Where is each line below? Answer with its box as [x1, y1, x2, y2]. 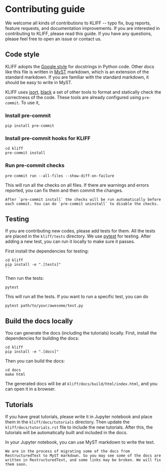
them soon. [5, 462, 28, 467]
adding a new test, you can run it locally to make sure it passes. [5, 238, 135, 244]
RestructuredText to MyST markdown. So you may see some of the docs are [5, 453, 162, 459]
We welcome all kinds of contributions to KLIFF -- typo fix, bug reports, [5, 20, 151, 26]
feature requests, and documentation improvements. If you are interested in [5, 25, 160, 31]
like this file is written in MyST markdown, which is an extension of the [5, 69, 149, 75]
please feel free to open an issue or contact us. [5, 36, 102, 42]
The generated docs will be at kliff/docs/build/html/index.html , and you [5, 381, 158, 387]
